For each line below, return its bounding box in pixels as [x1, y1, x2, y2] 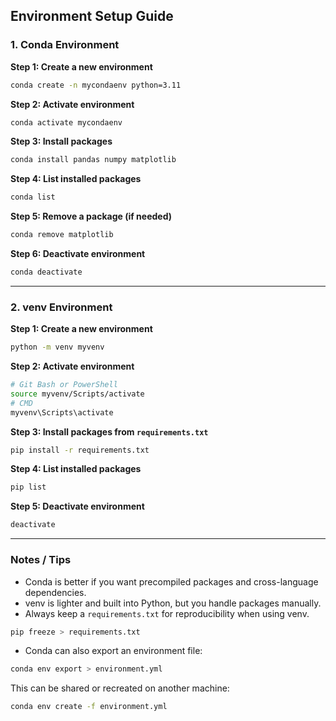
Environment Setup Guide [10, 8, 174, 25]
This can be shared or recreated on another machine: [10, 682, 230, 694]
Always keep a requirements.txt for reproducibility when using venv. [24, 607, 310, 619]
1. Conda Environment [10, 38, 120, 52]
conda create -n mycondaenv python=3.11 [10, 80, 182, 90]
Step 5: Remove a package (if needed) [10, 210, 173, 223]
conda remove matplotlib [10, 230, 114, 240]
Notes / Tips [10, 553, 72, 567]
